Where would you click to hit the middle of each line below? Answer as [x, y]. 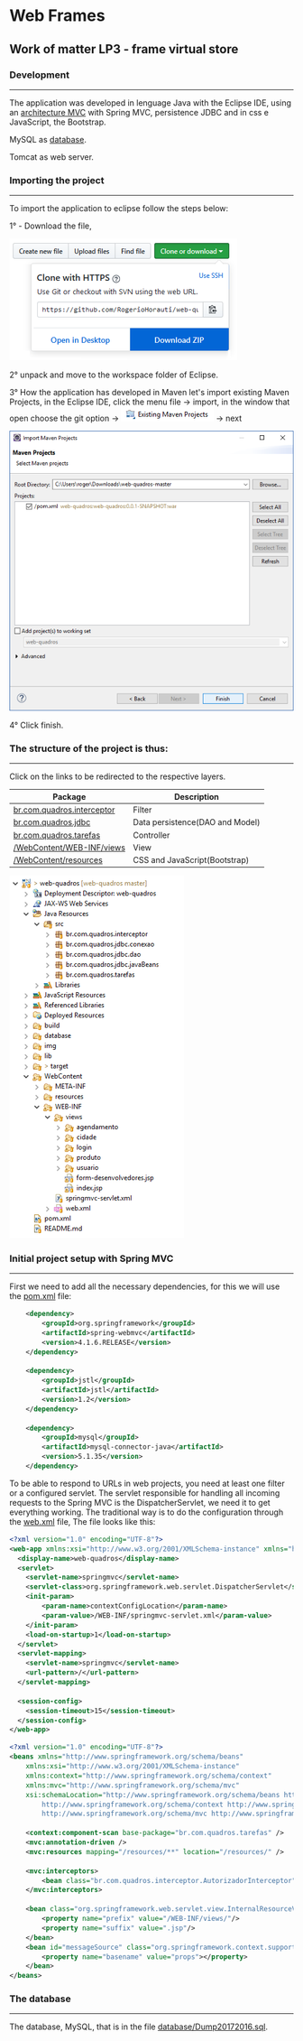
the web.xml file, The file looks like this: [83, 1521]
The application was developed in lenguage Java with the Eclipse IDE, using [150, 102]
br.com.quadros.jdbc [52, 822]
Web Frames [57, 16]
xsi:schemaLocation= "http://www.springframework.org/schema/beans [153, 1795]
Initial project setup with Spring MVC [92, 1258]
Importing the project [57, 180]
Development [40, 75]
